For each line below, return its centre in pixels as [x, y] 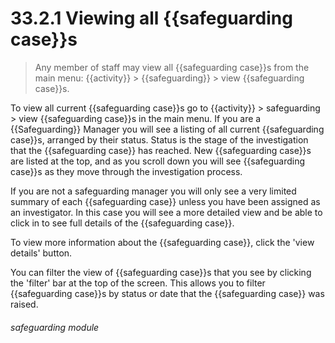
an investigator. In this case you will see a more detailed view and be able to [166, 212]
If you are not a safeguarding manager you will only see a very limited [153, 191]
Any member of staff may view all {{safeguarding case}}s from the [172, 67]
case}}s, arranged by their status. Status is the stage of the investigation [159, 139]
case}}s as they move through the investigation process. [126, 171]
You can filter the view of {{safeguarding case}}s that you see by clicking [161, 272]
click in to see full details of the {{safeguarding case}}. [122, 223]
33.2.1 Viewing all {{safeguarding [151, 18]
